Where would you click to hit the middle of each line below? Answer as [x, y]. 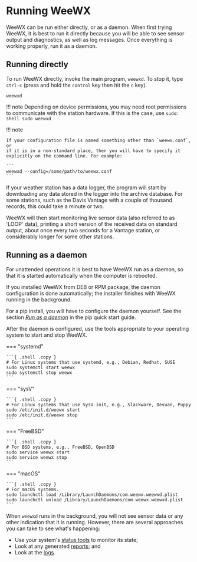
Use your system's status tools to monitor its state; [76, 540]
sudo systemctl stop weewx [39, 373]
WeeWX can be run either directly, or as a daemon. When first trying [89, 27]
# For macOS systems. [33, 489]
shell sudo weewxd [29, 119]
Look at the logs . [35, 552]
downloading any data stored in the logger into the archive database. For [94, 193]
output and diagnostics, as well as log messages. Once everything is [89, 40]
